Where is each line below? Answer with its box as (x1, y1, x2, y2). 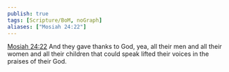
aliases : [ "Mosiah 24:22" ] (7, 23, 87, 30)
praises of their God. (7, 57, 67, 66)
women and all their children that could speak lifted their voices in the (7, 50, 209, 58)
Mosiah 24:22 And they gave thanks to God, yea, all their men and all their (7, 43, 222, 51)
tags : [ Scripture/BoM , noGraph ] (7, 17, 102, 24)
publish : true (7, 10, 49, 17)
